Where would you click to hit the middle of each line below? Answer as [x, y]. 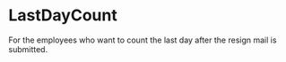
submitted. [28, 49]
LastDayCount [63, 15]
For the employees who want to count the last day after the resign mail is [143, 40]
